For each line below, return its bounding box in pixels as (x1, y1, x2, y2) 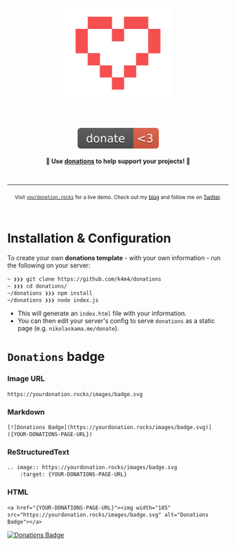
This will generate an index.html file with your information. (17, 309, 188, 318)
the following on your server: (7, 261, 91, 269)
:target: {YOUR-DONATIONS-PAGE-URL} (20, 471, 128, 478)
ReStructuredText (7, 447, 70, 457)
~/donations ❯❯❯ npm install (7, 290, 93, 297)
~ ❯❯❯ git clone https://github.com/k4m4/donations (7, 276, 162, 283)
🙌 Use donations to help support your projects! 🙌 (45, 157, 191, 165)
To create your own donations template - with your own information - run (7, 254, 221, 262)
